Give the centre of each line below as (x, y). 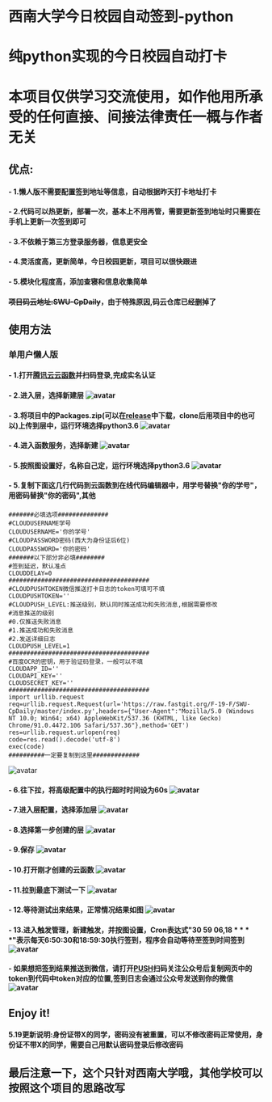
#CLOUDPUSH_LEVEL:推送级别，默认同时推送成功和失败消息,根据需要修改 (113, 605)
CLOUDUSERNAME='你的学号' (50, 532)
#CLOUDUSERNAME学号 (40, 523)
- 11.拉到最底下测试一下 (47, 889)
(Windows (239, 711)
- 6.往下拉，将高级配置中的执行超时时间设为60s (88, 790)
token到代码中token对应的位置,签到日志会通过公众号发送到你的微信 (121, 978)
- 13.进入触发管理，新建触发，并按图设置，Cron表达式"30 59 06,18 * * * (129, 930)
